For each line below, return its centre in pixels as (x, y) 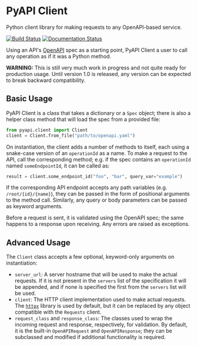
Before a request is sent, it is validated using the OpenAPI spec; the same (95, 218)
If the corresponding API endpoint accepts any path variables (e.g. (87, 187)
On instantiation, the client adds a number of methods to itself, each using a (98, 147)
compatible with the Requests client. (58, 312)
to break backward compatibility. (46, 80)
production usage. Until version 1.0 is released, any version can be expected (98, 74)
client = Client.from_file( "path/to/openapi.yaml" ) (71, 136)
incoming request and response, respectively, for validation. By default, (101, 325)
